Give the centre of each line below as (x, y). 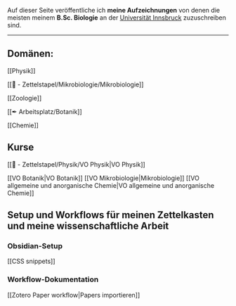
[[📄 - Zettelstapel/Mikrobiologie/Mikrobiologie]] (76, 84)
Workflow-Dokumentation (53, 279)
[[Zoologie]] (25, 98)
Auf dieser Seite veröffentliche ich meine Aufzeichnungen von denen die (113, 10)
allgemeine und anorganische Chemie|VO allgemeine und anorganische (111, 185)
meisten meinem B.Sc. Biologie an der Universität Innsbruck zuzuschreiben (117, 18)
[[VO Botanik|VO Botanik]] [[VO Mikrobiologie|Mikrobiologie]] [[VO (104, 178)
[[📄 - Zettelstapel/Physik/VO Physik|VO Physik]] (76, 164)
